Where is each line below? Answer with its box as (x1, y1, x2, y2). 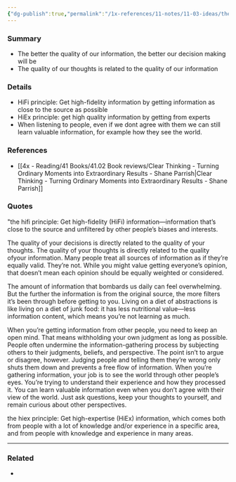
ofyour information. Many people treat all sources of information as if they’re (7, 253, 228, 262)
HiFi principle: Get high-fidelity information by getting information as (17, 98, 216, 106)
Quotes (7, 201, 33, 211)
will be (17, 57, 37, 65)
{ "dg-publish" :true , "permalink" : (7, 10, 105, 18)
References (7, 146, 48, 156)
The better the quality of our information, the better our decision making (17, 49, 226, 58)
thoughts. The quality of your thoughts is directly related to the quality (7, 246, 210, 254)
